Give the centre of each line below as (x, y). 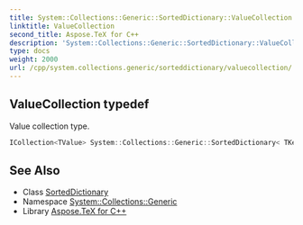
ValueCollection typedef (79, 104)
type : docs (30, 51)
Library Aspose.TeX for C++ (74, 211)
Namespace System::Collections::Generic (100, 202)
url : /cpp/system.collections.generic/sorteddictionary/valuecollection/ (151, 68)
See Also (35, 171)
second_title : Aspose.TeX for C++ (74, 34)
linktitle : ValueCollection (62, 26)
